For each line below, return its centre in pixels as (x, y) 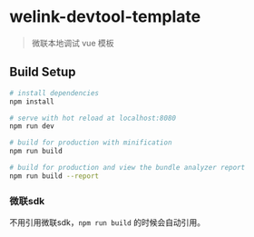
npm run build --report (54, 176)
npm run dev (32, 126)
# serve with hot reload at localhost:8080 (93, 118)
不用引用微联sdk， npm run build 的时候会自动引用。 (107, 222)
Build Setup (43, 72)
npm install (32, 102)
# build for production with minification (91, 143)
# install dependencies (54, 93)
